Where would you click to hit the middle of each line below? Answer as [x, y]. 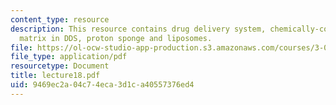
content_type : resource [60, 19]
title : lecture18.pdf [55, 76]
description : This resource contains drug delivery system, [138, 29]
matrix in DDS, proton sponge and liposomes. [116, 38]
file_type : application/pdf [69, 57]
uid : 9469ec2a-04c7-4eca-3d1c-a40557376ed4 [102, 85]
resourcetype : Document [60, 66]
